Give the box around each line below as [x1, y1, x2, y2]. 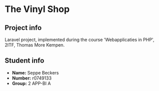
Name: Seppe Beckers [12, 69, 59, 75]
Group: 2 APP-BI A [12, 80, 51, 86]
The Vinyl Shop [5, 3, 70, 15]
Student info [5, 56, 45, 65]
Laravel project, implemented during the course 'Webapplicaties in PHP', [5, 36, 154, 42]
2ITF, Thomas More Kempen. [5, 42, 65, 48]
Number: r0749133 [12, 75, 52, 81]
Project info [5, 23, 42, 32]
